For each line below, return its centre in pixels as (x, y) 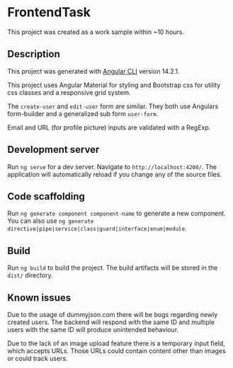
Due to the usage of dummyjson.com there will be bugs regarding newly (113, 315)
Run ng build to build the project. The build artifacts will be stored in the (113, 268)
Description (34, 54)
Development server (53, 150)
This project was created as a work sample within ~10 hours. (96, 32)
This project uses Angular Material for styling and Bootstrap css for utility (114, 85)
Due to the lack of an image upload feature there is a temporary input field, (116, 343)
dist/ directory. (30, 275)
